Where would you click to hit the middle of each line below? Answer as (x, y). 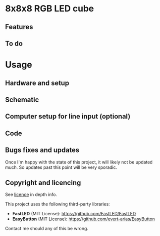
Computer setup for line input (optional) (68, 117)
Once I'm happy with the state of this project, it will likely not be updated (79, 162)
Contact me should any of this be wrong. (47, 229)
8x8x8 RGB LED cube (50, 9)
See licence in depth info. (31, 195)
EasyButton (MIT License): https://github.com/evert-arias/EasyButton (83, 219)
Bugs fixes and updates (42, 150)
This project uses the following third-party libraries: (57, 204)
